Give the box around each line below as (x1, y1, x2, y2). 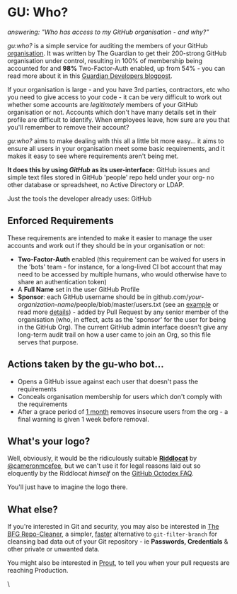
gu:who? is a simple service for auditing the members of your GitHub (7, 41, 209, 50)
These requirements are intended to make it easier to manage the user (7, 233, 213, 242)
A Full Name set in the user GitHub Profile (17, 285, 140, 293)
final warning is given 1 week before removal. (17, 415, 150, 423)
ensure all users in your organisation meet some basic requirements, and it (7, 144, 225, 152)
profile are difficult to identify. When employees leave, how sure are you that (7, 115, 230, 124)
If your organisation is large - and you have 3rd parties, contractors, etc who (7, 85, 230, 94)
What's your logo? (7, 435, 91, 447)
